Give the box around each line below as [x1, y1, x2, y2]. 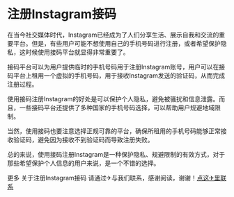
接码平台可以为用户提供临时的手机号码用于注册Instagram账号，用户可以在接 [7, 62, 225, 71]
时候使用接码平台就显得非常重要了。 [25, 48, 130, 56]
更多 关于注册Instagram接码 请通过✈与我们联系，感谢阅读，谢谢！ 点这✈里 [7, 173, 221, 182]
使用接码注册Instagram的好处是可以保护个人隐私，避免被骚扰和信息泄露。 [7, 94, 219, 103]
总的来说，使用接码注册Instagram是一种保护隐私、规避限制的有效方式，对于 [7, 150, 225, 158]
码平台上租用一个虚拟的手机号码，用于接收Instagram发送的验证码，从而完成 [7, 71, 225, 80]
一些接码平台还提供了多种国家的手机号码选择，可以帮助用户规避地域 [19, 103, 214, 112]
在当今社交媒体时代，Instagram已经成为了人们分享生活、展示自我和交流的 [7, 31, 219, 39]
